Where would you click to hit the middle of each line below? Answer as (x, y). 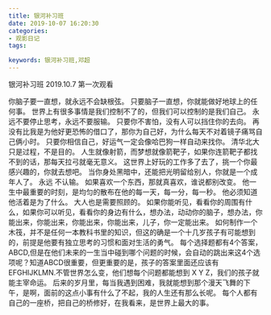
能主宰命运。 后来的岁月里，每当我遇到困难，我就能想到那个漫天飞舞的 (126, 282)
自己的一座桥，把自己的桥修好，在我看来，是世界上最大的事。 (111, 303)
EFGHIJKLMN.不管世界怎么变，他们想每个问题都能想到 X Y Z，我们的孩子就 (134, 272)
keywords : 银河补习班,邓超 (50, 60)
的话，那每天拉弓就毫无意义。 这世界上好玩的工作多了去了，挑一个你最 (140, 162)
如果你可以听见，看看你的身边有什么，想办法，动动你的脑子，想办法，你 (142, 212)
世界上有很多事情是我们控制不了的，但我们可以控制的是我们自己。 (141, 111)
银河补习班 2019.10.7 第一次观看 (61, 84)
